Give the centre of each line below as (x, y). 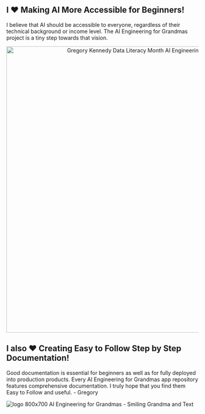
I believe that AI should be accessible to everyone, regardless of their (93, 24)
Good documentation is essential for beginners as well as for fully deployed (101, 372)
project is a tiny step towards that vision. (57, 38)
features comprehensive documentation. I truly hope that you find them (96, 386)
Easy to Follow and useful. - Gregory (52, 392)
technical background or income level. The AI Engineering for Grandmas (97, 31)
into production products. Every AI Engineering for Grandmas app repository (102, 379)
